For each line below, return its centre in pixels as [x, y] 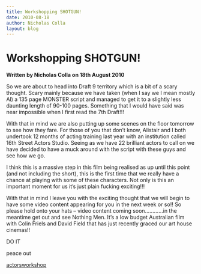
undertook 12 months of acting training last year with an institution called [96, 136]
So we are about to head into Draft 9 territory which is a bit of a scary [92, 87]
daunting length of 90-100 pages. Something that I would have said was [95, 106]
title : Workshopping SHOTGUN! [44, 12]
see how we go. [26, 156]
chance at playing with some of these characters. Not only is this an [90, 180]
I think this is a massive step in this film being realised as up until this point [98, 167]
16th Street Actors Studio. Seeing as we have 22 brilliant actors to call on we [100, 143]
